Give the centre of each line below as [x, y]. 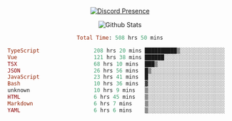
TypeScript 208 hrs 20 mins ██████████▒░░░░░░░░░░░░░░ [116, 51]
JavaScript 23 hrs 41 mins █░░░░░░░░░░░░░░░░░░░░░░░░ [116, 77]
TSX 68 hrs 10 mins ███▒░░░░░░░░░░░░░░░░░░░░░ [116, 64]
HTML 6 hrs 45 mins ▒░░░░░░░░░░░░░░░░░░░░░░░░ [116, 97]
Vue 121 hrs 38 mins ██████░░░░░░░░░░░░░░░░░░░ [116, 57]
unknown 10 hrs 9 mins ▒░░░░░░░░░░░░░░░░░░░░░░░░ [116, 90]
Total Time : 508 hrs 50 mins [120, 38]
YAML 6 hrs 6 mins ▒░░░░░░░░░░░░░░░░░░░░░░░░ [116, 110]
